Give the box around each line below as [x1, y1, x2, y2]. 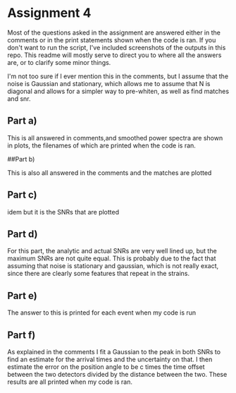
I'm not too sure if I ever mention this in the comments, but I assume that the [7, 72, 229, 80]
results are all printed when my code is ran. [7, 377, 132, 386]
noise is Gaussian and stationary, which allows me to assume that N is [7, 79, 211, 87]
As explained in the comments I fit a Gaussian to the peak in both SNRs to [7, 348, 221, 356]
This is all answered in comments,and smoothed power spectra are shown [7, 133, 223, 142]
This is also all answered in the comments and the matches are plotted [7, 168, 212, 177]
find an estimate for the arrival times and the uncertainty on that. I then [7, 355, 213, 363]
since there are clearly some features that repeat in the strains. [7, 270, 190, 278]
